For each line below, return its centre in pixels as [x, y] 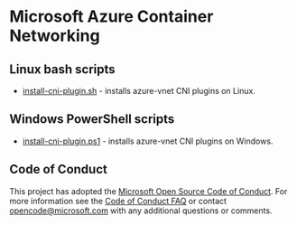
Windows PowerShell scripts [92, 119]
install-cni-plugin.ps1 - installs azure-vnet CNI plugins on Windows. [148, 141]
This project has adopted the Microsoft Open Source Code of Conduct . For [148, 191]
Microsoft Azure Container [111, 17]
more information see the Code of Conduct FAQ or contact [118, 201]
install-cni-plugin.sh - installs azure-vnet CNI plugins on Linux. [139, 91]
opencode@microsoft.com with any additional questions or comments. [141, 211]
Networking [55, 36]
